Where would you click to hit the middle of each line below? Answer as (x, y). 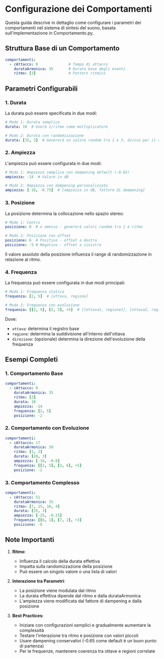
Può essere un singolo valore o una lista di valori (68, 571)
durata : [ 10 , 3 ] (31, 456)
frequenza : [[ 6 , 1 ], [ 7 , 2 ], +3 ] (48, 520)
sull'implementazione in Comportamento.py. (50, 33)
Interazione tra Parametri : (39, 581)
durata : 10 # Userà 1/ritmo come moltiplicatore (57, 127)
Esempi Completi (31, 360)
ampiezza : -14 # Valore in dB (37, 177)
